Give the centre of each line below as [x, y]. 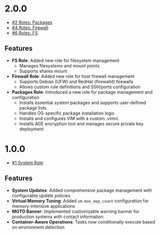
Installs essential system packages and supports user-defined [83, 103]
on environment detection [38, 227]
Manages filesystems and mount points [59, 65]
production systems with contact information [57, 217]
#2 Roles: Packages [32, 22]
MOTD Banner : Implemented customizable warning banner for [76, 211]
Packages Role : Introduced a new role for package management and [82, 92]
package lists [33, 108]
